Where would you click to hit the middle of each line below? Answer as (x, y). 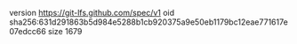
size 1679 (65, 31)
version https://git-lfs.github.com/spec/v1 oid (92, 13)
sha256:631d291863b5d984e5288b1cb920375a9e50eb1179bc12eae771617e (149, 22)
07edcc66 (28, 31)
